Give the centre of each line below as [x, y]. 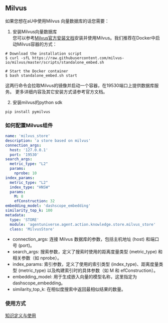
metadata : [16, 215]
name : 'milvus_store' [28, 136]
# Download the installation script [43, 54]
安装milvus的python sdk [37, 102]
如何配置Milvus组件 [29, 125]
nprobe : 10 [26, 173]
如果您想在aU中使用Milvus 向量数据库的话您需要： [57, 21]
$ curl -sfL [18, 58]
